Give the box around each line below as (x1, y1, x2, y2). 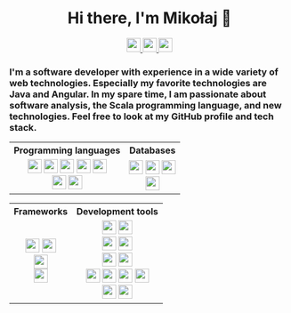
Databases (128, 144, 176, 156)
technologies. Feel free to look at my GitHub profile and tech (9, 110, 274, 123)
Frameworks (13, 205, 69, 218)
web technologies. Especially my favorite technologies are (9, 76, 267, 89)
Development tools (76, 205, 158, 218)
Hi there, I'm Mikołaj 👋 (67, 8, 232, 28)
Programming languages (13, 144, 121, 156)
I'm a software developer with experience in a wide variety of (9, 66, 279, 78)
